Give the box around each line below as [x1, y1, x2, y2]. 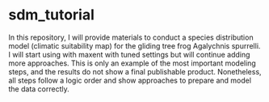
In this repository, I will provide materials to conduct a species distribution [8, 32, 254, 42]
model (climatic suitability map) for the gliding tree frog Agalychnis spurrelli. [8, 40, 261, 50]
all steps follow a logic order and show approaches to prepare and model [8, 75, 252, 85]
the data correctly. [8, 83, 70, 94]
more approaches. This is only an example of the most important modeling [8, 58, 256, 68]
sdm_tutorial [8, 6, 95, 24]
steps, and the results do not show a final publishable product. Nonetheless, [8, 66, 262, 76]
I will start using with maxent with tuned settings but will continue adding [8, 49, 250, 59]
